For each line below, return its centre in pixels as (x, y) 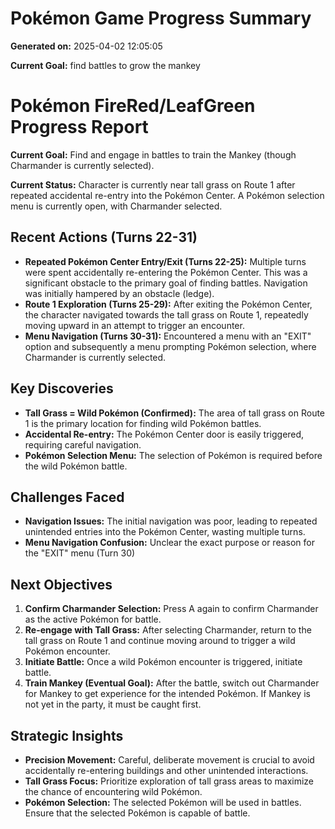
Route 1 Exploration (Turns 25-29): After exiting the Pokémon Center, (168, 304)
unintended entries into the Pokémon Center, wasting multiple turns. (165, 532)
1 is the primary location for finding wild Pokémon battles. (143, 423)
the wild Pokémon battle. (76, 466)
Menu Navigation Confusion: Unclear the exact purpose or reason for (169, 543)
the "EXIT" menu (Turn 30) (80, 553)
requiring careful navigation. (83, 444)
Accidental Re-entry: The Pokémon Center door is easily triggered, (164, 434)
